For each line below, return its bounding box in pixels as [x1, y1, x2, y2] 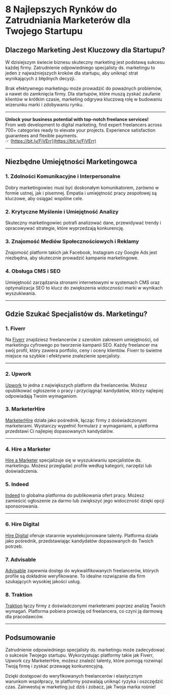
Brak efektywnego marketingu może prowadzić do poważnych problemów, [5, 85, 162, 91]
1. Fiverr [5, 325, 25, 332]
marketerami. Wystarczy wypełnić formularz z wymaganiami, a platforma [5, 422, 159, 428]
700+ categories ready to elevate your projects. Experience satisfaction [5, 127, 156, 133]
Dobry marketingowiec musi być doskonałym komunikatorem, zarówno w [5, 184, 159, 190]
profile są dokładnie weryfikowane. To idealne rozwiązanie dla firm [5, 573, 146, 579]
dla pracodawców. [5, 614, 44, 620]
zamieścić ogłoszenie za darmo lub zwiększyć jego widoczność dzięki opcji [5, 498, 164, 504]
